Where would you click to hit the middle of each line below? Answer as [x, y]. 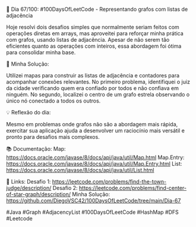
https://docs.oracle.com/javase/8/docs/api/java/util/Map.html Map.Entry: [95, 157]
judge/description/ [29, 188]
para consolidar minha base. [41, 52]
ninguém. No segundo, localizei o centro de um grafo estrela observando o [98, 94]
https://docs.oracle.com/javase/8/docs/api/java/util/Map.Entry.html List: [94, 164]
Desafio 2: [65, 188]
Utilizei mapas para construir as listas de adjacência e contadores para [93, 75]
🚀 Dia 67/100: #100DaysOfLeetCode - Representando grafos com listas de [97, 9]
